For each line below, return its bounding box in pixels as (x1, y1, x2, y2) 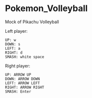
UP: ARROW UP (5, 72, 31, 77)
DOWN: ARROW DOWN (5, 76, 40, 81)
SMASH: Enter (5, 89, 31, 94)
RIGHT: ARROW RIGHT (5, 85, 45, 90)
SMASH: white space (5, 54, 45, 59)
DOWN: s (5, 42, 21, 46)
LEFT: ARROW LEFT (5, 81, 40, 85)
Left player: (5, 28, 28, 34)
